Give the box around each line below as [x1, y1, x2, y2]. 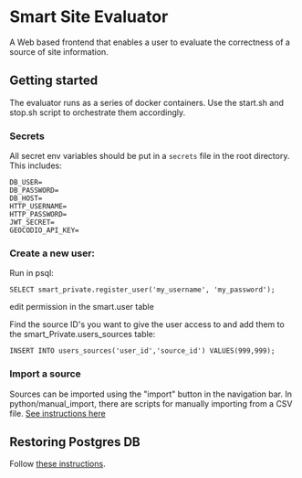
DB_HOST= [9, 194, 43, 203]
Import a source [9, 367, 82, 380]
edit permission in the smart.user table [9, 302, 155, 313]
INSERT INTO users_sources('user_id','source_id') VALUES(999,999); [9, 346, 276, 356]
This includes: [9, 160, 62, 171]
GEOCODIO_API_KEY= [9, 226, 79, 235]
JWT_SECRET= [9, 218, 55, 228]
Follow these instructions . [9, 459, 107, 470]
